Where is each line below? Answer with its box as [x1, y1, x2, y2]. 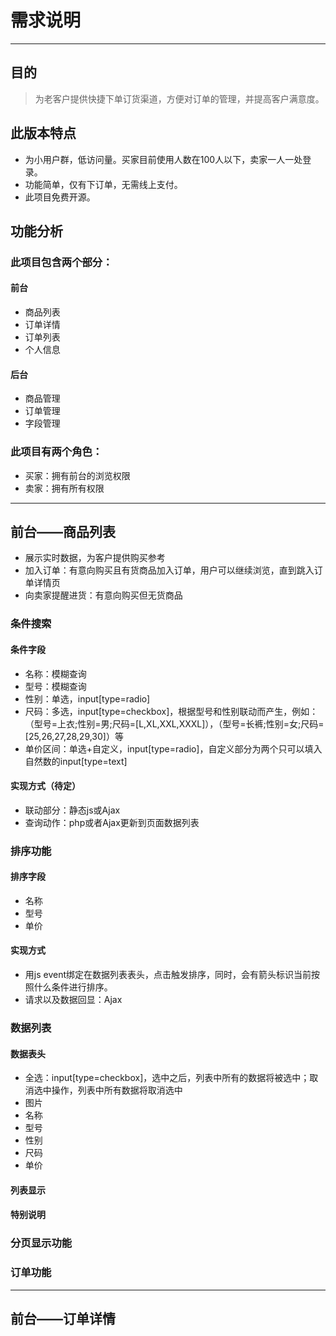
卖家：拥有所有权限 [24, 482, 105, 494]
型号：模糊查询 [24, 680, 87, 692]
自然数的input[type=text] [24, 755, 128, 767]
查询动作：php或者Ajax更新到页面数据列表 [24, 816, 200, 828]
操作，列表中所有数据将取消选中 [51, 1084, 183, 1096]
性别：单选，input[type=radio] [24, 692, 151, 705]
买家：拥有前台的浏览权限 [24, 469, 131, 481]
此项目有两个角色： [10, 445, 103, 459]
